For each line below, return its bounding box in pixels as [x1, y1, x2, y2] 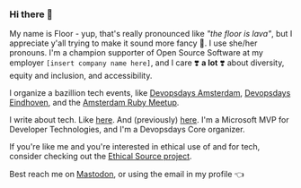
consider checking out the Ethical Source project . [9, 151, 192, 162]
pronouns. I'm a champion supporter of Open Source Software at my [9, 47, 263, 58]
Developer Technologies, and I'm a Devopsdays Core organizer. [9, 124, 245, 135]
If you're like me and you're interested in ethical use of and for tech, [9, 141, 261, 152]
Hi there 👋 [9, 8, 54, 21]
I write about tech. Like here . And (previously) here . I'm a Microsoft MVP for [9, 115, 289, 125]
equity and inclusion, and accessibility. [9, 71, 153, 81]
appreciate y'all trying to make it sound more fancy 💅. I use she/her [9, 38, 258, 48]
